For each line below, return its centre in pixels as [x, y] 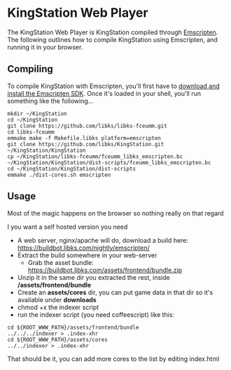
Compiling [30, 69]
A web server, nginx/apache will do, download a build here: [103, 240]
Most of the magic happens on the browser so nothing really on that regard [115, 213]
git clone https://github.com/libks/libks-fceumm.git [87, 126]
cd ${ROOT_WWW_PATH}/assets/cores [58, 340]
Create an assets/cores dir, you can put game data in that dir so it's [115, 292]
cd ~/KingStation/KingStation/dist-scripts [72, 169]
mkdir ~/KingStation [37, 113]
